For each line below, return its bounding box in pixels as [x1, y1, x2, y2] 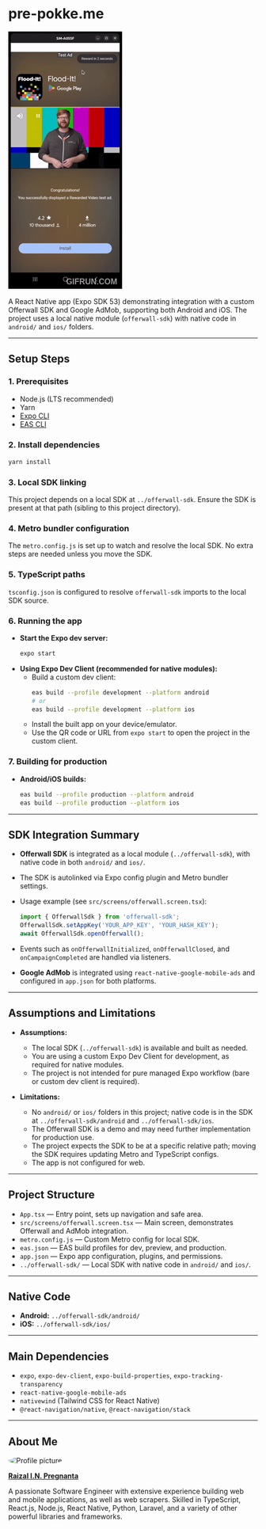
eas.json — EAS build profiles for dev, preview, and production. [19, 1242, 227, 1252]
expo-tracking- [173, 1372, 224, 1380]
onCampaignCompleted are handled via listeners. [19, 952, 172, 962]
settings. [19, 881, 49, 891]
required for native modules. [31, 1059, 124, 1069]
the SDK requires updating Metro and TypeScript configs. [31, 1149, 219, 1158]
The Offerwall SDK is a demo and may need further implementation [31, 1124, 251, 1133]
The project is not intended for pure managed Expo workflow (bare [31, 1068, 250, 1078]
